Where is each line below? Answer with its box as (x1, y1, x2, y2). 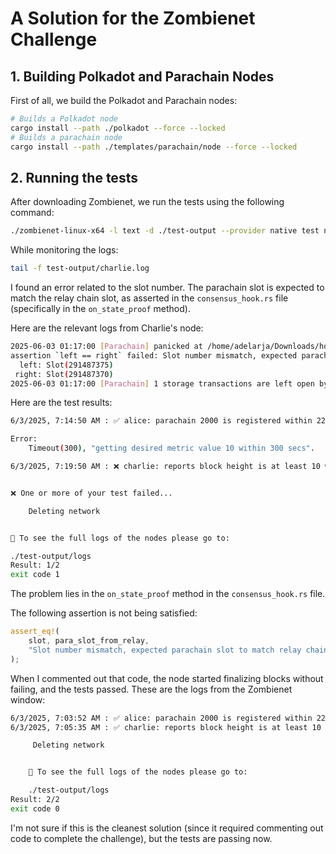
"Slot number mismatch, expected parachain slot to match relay (28, 645, 302, 655)
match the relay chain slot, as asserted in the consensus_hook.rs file (10, 292, 289, 304)
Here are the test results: (10, 397, 113, 409)
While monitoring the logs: (10, 244, 119, 256)
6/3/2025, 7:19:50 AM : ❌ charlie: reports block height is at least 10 (10, 462, 321, 472)
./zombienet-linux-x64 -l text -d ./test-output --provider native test (10, 226, 320, 236)
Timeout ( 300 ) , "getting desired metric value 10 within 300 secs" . (28, 443, 315, 454)
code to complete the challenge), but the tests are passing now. (10, 832, 273, 844)
